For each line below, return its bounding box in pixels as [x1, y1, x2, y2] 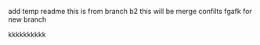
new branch [8, 15, 47, 24]
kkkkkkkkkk [8, 30, 46, 39]
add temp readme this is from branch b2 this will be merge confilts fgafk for [8, 7, 252, 16]
